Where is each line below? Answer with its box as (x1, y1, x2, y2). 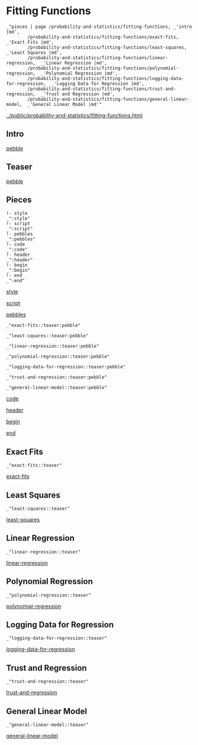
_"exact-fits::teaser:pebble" (6, 323, 81, 329)
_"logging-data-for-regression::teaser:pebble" (6, 364, 126, 370)
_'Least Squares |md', (6, 49, 62, 56)
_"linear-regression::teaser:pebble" (6, 343, 100, 349)
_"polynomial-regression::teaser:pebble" (6, 354, 110, 359)
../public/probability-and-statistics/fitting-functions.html (6, 111, 143, 119)
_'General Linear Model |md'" (27, 101, 102, 107)
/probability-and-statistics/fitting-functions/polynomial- (27, 65, 179, 71)
